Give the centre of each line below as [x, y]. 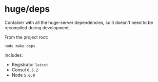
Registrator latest [30, 64]
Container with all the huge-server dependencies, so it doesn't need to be [79, 22]
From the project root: [26, 37]
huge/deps [27, 9]
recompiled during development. [37, 27]
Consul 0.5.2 [25, 70]
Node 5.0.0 [23, 75]
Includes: [14, 55]
